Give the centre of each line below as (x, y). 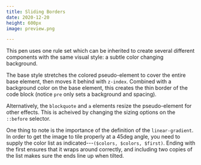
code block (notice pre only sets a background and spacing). (82, 94)
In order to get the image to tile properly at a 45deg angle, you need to (93, 137)
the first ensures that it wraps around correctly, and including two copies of (100, 149)
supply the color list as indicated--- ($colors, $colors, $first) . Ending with (101, 143)
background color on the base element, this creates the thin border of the (97, 88)
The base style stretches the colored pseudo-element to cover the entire (96, 75)
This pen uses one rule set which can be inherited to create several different (100, 51)
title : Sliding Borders (36, 12)
